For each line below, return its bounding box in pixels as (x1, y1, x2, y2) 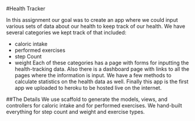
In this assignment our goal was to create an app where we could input (6, 17, 179, 23)
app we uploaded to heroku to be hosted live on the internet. (14, 84, 162, 91)
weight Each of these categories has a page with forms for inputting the (14, 59, 189, 66)
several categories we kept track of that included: (6, 29, 127, 36)
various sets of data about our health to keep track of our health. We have (6, 23, 186, 30)
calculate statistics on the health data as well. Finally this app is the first (14, 78, 189, 85)
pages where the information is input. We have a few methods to (14, 72, 172, 79)
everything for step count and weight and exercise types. (6, 109, 146, 115)
